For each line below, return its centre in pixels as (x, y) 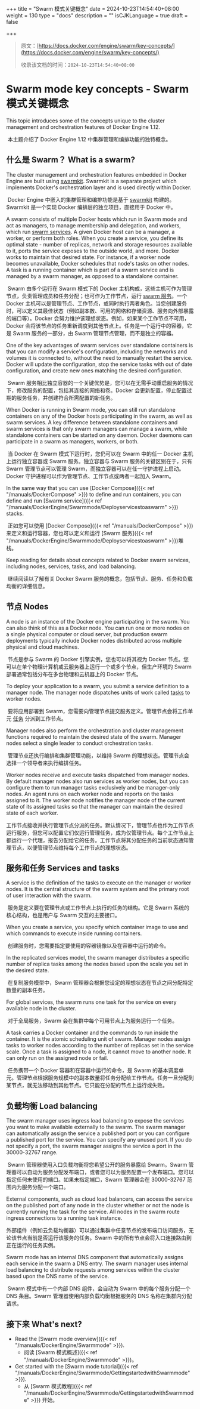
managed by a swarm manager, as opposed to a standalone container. (93, 276)
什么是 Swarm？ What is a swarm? (71, 160)
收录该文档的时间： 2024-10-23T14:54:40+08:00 (78, 65)
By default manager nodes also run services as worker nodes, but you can (97, 781)
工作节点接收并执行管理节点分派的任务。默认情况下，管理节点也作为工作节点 (100, 825)
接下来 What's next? (44, 1324)
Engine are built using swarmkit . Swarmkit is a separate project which (91, 181)
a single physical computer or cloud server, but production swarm (87, 634)
